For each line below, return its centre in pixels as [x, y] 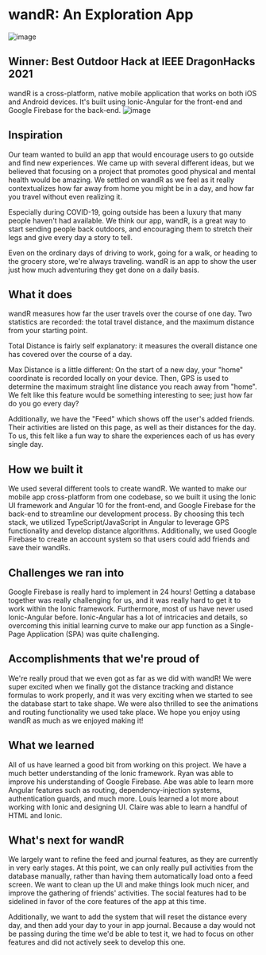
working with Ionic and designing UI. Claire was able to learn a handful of [128, 807]
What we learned [51, 745]
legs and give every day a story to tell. [71, 237]
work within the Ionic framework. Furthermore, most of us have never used [131, 609]
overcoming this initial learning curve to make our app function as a [118, 625]
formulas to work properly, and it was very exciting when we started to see [131, 695]
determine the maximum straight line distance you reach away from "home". [133, 386]
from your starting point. [48, 331]
